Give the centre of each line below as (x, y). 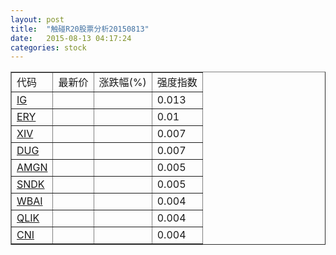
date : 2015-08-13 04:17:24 (71, 38)
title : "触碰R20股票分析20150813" (80, 29)
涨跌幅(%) (122, 83)
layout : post (37, 19)
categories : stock (48, 47)
